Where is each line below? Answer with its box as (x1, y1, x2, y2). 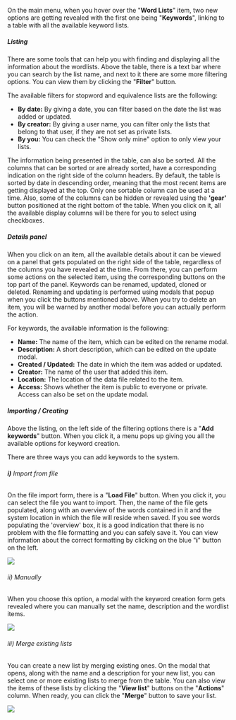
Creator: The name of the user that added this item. (17, 367, 168, 376)
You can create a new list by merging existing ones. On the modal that (7, 661, 211, 670)
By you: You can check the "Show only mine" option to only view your (17, 134, 222, 143)
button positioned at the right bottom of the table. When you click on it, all (7, 201, 221, 209)
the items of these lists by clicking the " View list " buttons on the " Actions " (7, 683, 225, 692)
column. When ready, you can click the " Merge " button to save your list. (7, 691, 217, 700)
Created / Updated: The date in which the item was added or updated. (17, 360, 223, 368)
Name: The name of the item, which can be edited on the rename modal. (17, 337, 229, 346)
